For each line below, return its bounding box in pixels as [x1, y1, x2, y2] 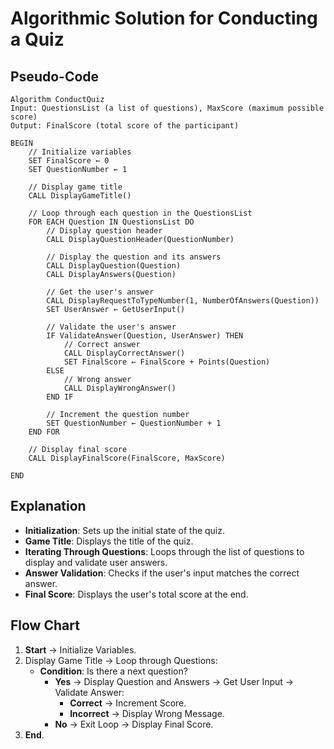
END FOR [28, 427, 60, 437]
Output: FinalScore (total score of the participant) [10, 121, 240, 131]
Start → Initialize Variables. [24, 643, 137, 656]
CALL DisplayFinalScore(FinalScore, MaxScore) [28, 453, 226, 463]
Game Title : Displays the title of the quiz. [24, 535, 194, 547]
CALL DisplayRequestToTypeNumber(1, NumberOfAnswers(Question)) [46, 296, 320, 306]
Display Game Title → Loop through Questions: [24, 654, 218, 666]
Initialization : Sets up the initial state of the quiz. [24, 524, 226, 536]
